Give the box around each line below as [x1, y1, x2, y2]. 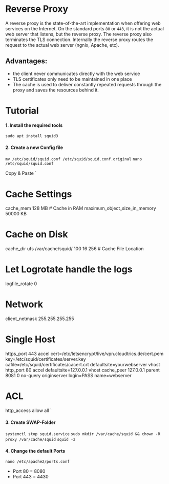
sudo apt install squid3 [5, 134, 58, 139]
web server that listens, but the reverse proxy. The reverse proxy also [5, 31, 152, 37]
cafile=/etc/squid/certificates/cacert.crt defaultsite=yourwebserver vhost [5, 362, 160, 368]
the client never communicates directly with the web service [12, 70, 140, 77]
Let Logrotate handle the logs [5, 264, 133, 275]
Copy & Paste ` [5, 170, 37, 176]
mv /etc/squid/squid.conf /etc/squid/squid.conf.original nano [5, 157, 142, 162]
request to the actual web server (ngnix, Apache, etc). [5, 42, 119, 48]
